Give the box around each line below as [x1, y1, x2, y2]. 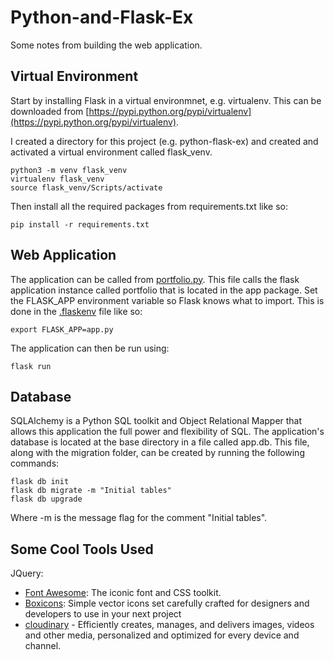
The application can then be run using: [10, 342, 170, 354]
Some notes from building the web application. [10, 39, 203, 51]
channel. [24, 640, 62, 652]
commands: [10, 457, 60, 470]
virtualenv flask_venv [10, 174, 105, 184]
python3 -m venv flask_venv [10, 165, 128, 175]
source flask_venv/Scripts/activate [10, 182, 163, 193]
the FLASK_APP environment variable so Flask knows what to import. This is [10, 294, 325, 306]
